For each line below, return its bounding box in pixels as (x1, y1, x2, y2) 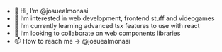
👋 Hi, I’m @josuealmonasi (13, 7, 89, 15)
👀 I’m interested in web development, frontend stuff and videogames (13, 14, 215, 22)
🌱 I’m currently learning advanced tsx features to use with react (13, 22, 200, 30)
